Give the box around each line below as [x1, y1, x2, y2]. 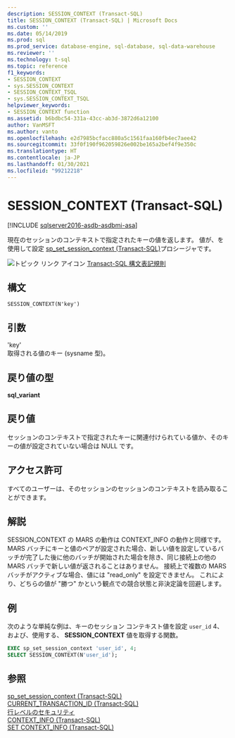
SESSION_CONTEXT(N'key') [7, 300, 80, 308]
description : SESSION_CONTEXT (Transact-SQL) [7, 10, 143, 18]
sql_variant [7, 391, 41, 399]
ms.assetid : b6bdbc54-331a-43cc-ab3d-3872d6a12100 [7, 115, 159, 122]
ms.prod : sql [7, 37, 46, 44]
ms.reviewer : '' [7, 50, 55, 57]
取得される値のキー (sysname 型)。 [7, 349, 110, 357]
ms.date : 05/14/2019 [7, 30, 68, 37]
